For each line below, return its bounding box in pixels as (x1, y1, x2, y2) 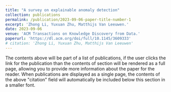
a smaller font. (5, 82, 36, 88)
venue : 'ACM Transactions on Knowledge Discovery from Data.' (5, 31, 140, 36)
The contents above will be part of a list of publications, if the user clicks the (5, 55, 166, 61)
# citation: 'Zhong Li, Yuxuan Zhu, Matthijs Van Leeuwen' (5, 41, 134, 46)
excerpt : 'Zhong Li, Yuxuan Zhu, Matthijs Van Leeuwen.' (5, 21, 129, 27)
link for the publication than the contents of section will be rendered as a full (5, 60, 165, 66)
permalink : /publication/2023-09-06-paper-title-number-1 (5, 17, 131, 22)
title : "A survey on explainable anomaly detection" (5, 7, 120, 13)
